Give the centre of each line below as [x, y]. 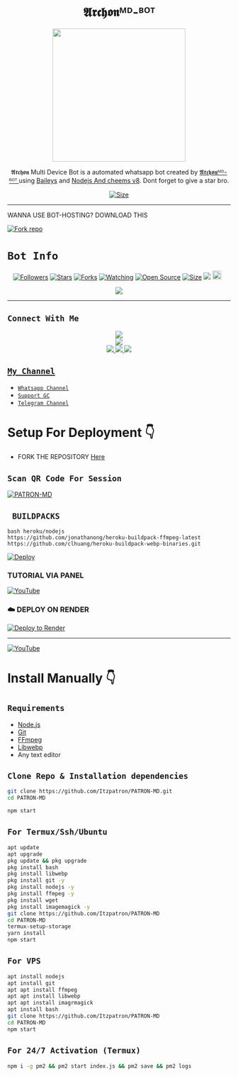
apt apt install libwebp [44, 996]
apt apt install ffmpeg [42, 990]
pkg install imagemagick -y [49, 907]
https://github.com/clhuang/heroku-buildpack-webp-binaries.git [104, 544]
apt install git [31, 983]
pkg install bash [33, 867]
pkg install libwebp [38, 874]
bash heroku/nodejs [36, 531]
